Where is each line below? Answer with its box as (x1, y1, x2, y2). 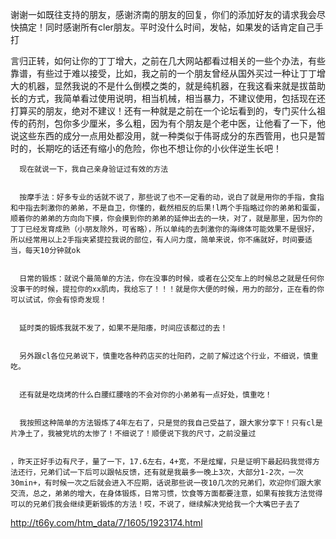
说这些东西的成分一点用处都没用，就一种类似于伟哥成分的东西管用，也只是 (10, 130, 317, 142)
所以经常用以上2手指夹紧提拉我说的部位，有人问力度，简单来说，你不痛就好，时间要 (10, 235, 305, 245)
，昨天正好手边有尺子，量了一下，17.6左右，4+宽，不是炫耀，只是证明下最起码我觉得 (10, 457, 313, 467)
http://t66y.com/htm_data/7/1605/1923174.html (10, 517, 203, 528)
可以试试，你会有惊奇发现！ (10, 295, 108, 305)
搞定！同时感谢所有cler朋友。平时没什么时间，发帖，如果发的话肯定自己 (18, 21, 315, 33)
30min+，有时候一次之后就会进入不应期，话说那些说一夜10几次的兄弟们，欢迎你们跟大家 (10, 478, 322, 488)
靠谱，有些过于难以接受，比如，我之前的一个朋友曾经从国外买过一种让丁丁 (10, 68, 317, 79)
